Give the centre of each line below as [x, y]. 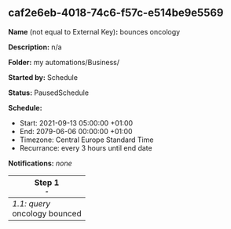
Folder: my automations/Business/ [64, 62]
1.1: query [31, 203]
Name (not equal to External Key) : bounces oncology [94, 31]
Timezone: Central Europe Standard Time [86, 140]
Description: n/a [35, 47]
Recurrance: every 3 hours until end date [86, 147]
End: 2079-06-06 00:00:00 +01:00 [76, 131]
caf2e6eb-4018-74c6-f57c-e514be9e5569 [116, 13]
